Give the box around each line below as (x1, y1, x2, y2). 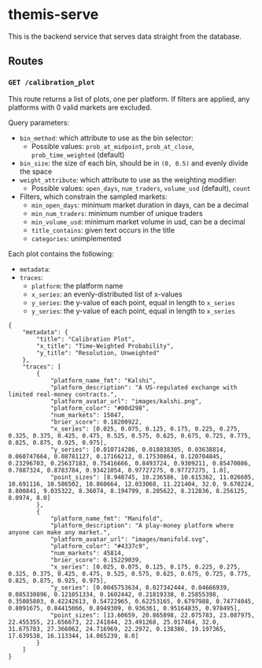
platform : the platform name (31, 281, 124, 290)
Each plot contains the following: (8, 248, 114, 258)
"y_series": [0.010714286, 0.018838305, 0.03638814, (50, 446, 227, 453)
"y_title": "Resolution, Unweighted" (36, 349, 160, 356)
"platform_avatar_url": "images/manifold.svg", (50, 535, 210, 543)
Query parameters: (8, 118, 69, 127)
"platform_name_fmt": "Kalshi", (50, 376, 157, 384)
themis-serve (8, 6, 99, 24)
